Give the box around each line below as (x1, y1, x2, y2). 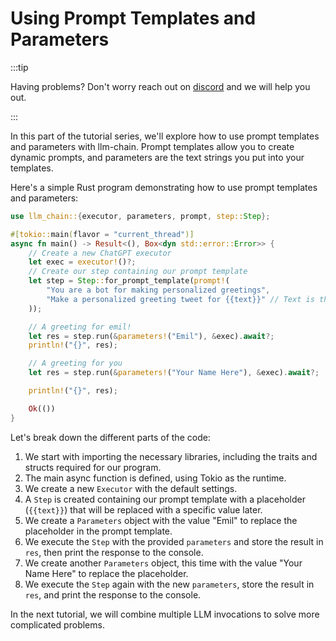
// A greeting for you (28, 358, 123, 369)
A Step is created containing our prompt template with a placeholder (24, 493, 307, 505)
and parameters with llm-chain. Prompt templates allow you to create (10, 140, 295, 152)
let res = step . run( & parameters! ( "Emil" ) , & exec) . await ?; (28, 331, 275, 341)
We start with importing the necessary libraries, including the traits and (24, 450, 318, 462)
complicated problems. (10, 618, 105, 631)
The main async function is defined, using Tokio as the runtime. (24, 472, 287, 484)
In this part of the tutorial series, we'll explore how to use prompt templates (10, 130, 320, 142)
